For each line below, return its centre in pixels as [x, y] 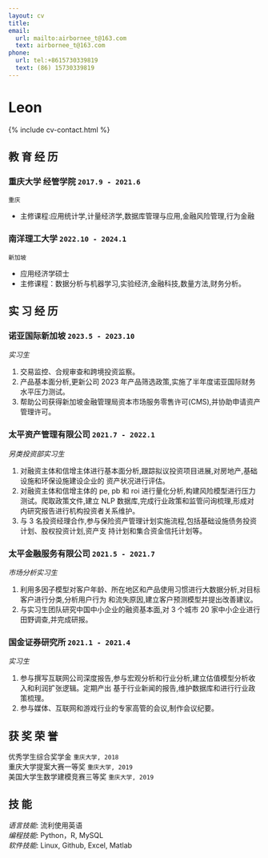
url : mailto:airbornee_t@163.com [71, 38]
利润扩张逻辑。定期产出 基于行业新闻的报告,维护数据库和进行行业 [141, 688]
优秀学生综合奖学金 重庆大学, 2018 [64, 757]
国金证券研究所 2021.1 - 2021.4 [69, 642]
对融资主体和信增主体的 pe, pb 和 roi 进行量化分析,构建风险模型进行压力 [138, 490]
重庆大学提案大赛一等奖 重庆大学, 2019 [71, 767]
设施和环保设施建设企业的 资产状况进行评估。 [94, 481]
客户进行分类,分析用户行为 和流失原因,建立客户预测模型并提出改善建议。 [138, 599]
